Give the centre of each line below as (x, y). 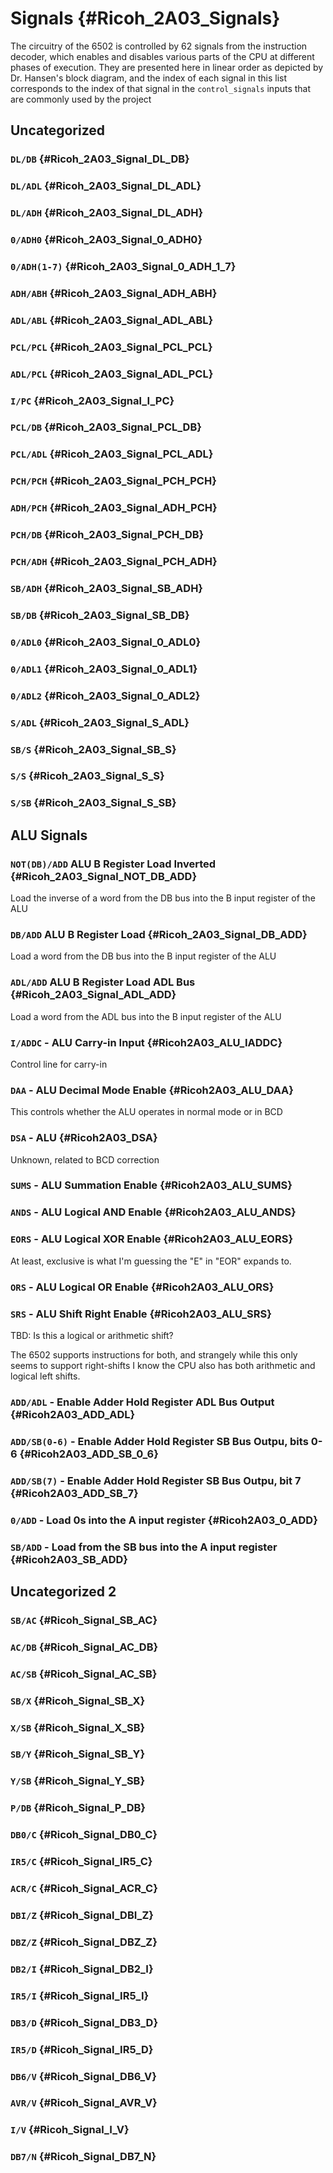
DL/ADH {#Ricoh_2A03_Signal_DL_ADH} (107, 213)
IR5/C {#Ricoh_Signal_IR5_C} (81, 1862)
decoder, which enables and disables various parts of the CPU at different (162, 56)
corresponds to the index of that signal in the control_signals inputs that (161, 88)
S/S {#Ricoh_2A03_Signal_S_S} (87, 776)
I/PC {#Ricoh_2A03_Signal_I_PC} (92, 400)
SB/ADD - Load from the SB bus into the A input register (144, 1547)
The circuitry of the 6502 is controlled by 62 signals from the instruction (159, 46)
